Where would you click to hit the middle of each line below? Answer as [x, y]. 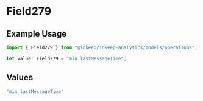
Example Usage [37, 34]
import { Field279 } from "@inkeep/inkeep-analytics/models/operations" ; [102, 47]
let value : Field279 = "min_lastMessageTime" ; [66, 58]
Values [20, 78]
